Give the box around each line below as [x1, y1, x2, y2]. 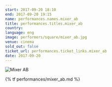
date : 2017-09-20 [5, 53, 41, 58]
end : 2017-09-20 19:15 [5, 12, 52, 17]
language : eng [5, 30, 35, 35]
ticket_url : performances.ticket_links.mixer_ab [5, 48, 107, 53]
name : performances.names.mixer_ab [5, 16, 78, 21]
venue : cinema [5, 40, 35, 44]
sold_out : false [5, 44, 38, 49]
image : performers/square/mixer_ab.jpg [5, 35, 87, 40]
